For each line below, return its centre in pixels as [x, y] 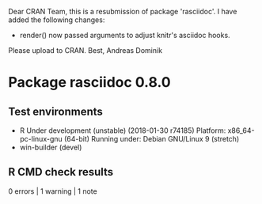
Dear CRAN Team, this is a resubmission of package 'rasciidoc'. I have [123, 11]
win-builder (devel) [51, 147]
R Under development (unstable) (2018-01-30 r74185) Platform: [123, 130]
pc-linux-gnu [41, 139]
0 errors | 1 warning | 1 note [53, 191]
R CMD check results [61, 172]
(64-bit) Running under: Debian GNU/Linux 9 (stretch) [152, 139]
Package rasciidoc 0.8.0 [90, 83]
